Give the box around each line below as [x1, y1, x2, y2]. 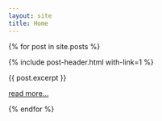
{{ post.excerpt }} [8, 73, 67, 82]
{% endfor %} [8, 104, 55, 114]
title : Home [8, 19, 48, 27]
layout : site [8, 11, 52, 20]
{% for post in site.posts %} [8, 41, 101, 51]
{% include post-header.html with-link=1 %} [8, 57, 155, 67]
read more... [8, 88, 49, 98]
